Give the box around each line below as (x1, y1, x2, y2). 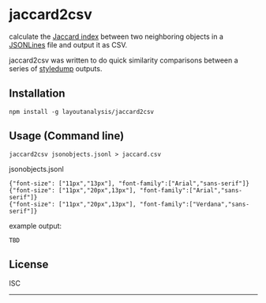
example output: (9, 221, 62, 230)
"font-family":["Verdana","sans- (139, 200, 249, 208)
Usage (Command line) (9, 129, 125, 143)
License (9, 257, 49, 271)
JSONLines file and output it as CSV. (9, 40, 128, 49)
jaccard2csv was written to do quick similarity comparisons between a (9, 55, 239, 65)
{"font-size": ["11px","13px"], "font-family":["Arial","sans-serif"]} (9, 180, 249, 187)
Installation (9, 87, 66, 100)
